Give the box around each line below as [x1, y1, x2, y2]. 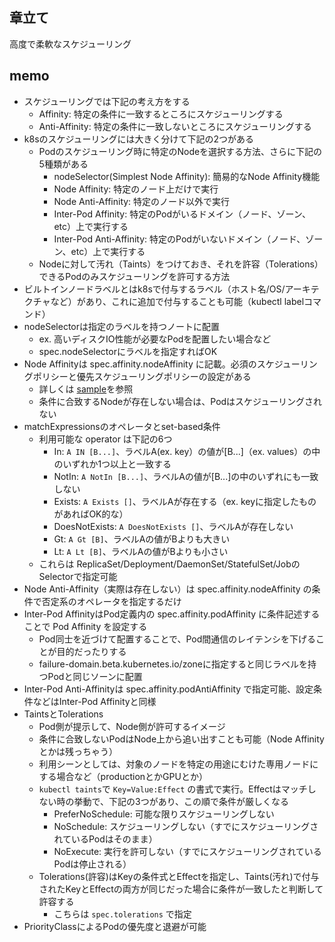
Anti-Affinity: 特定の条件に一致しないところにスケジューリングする [38, 120, 312, 132]
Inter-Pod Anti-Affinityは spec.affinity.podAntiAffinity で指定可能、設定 [23, 683, 314, 695]
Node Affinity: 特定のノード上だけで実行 [53, 183, 219, 195]
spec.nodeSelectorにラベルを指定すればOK [38, 345, 218, 357]
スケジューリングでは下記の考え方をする [23, 95, 191, 107]
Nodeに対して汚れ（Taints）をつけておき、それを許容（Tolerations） [38, 258, 324, 270]
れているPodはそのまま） [53, 833, 158, 845]
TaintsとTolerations [23, 708, 104, 720]
